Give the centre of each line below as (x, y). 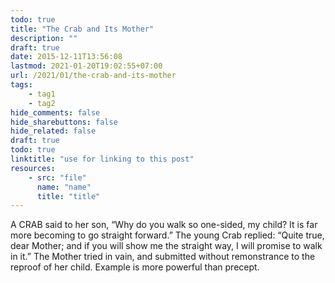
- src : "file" (57, 177)
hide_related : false (53, 131)
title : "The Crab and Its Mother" (82, 29)
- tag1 (42, 94)
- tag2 (42, 103)
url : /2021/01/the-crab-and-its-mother (93, 76)
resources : (33, 168)
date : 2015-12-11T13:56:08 (66, 57)
